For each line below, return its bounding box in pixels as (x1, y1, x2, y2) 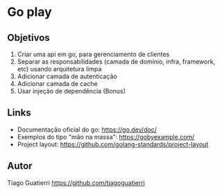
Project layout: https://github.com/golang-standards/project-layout (17, 140, 209, 148)
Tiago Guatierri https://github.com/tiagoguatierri (7, 178, 146, 187)
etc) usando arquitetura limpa (17, 65, 102, 73)
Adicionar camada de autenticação (17, 72, 118, 80)
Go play (7, 4, 52, 20)
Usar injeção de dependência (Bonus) (17, 87, 126, 95)
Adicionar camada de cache (17, 80, 99, 87)
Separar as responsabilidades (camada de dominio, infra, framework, (17, 58, 216, 66)
